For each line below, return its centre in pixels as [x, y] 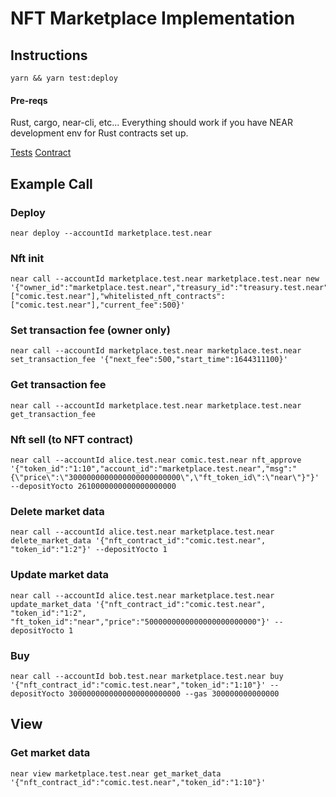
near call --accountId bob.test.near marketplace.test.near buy [147, 676]
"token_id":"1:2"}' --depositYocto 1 [89, 550]
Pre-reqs [29, 100]
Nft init [27, 258]
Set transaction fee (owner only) [90, 330]
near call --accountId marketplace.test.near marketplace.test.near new [165, 279]
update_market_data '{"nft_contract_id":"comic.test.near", [138, 604]
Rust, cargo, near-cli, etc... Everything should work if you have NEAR [151, 123]
